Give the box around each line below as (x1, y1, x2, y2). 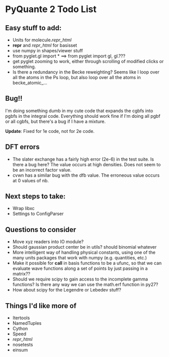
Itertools (12, 315, 30, 321)
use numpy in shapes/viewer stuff (12, 48, 83, 53)
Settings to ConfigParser (12, 210, 64, 217)
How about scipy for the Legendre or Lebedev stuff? (12, 287, 122, 293)
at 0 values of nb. (12, 177, 49, 183)
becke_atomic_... (12, 80, 48, 86)
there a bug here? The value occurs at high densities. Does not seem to (12, 161, 161, 167)
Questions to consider (5, 225, 76, 234)
